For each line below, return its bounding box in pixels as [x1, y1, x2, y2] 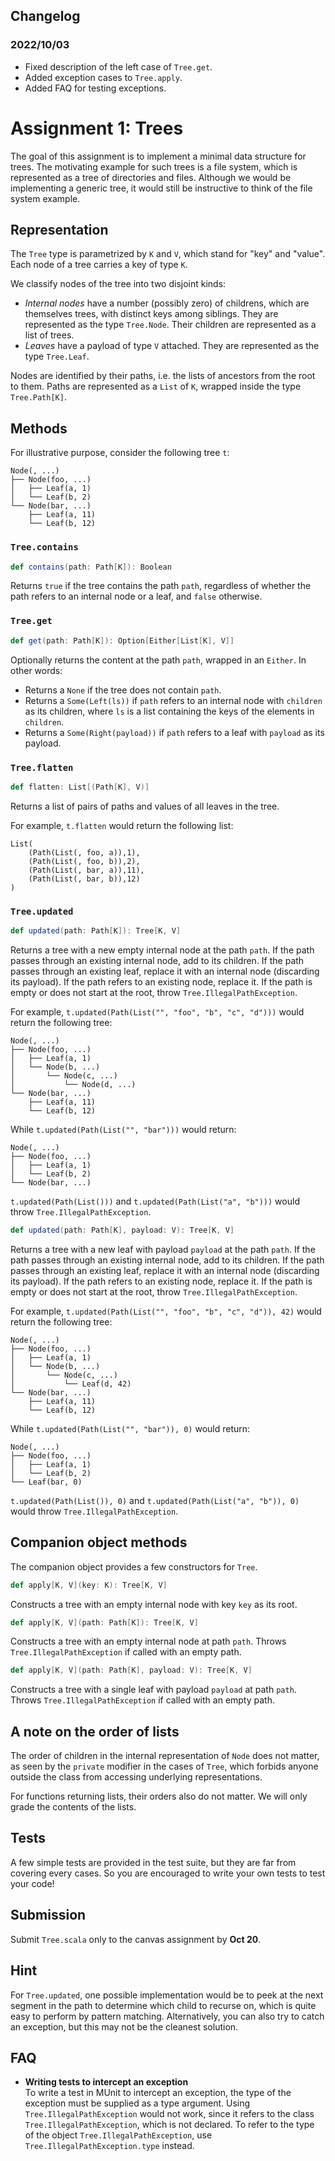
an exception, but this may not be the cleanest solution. [10, 2020, 239, 2033]
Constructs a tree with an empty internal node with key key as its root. [10, 1598, 298, 1610]
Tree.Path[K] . [10, 391, 67, 403]
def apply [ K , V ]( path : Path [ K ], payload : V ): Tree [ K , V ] [10, 1665, 253, 1676]
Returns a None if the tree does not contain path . [24, 684, 222, 696]
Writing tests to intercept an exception [24, 2076, 189, 2088]
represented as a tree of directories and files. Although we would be [10, 171, 292, 183]
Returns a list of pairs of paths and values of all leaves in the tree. [10, 800, 280, 812]
